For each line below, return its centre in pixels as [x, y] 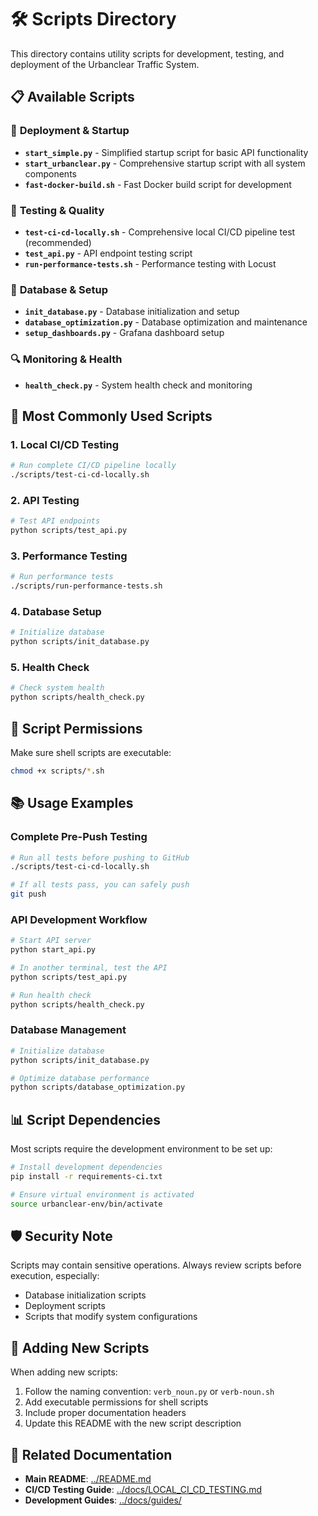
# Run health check [51, 995]
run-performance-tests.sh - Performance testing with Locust [150, 263]
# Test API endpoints [55, 521]
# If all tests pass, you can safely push [100, 885]
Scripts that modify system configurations [111, 1317]
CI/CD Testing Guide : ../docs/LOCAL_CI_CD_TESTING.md [143, 1490]
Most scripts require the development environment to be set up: [141, 1149]
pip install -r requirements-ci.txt [86, 1177]
